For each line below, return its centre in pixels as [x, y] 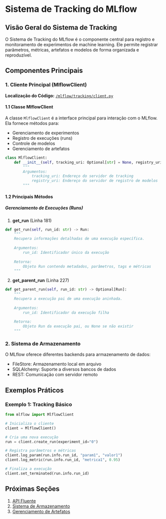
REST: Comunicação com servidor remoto [55, 375]
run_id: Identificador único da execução [66, 252]
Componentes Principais [44, 71]
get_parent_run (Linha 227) [41, 281]
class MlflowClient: [26, 158]
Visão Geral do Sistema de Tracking [61, 28]
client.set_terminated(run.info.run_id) [47, 473]
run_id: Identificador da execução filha [66, 313]
